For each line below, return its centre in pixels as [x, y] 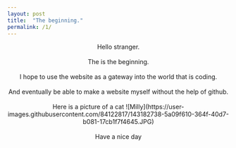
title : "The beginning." [45, 20]
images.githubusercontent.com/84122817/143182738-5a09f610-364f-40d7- [118, 114]
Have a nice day [118, 137]
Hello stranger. [118, 47]
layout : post [26, 14]
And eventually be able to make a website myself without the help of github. [118, 92]
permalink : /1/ [30, 27]
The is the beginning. [118, 62]
